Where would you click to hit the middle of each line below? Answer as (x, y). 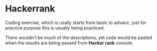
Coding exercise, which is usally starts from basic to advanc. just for (76, 22)
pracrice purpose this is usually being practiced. (55, 27)
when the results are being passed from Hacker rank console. (69, 42)
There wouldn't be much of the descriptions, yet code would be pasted (78, 37)
